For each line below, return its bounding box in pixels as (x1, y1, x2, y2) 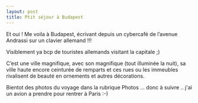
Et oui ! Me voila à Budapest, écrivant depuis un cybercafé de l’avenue (6, 30, 178, 37)
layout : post (6, 8, 39, 15)
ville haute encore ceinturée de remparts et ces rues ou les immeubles (6, 66, 178, 73)
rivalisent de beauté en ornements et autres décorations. (6, 72, 145, 79)
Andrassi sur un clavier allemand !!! (6, 37, 92, 44)
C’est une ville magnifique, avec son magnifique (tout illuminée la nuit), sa (6, 60, 186, 67)
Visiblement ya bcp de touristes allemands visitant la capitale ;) (6, 48, 160, 55)
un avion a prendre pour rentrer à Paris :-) (6, 90, 108, 97)
